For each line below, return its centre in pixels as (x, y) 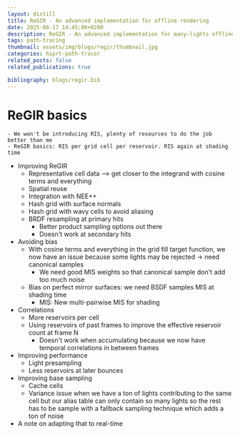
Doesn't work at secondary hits (85, 234)
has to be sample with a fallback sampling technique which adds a (126, 409)
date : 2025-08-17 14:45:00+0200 (55, 27)
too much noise (62, 280)
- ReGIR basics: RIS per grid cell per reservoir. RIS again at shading (118, 147)
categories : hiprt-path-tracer (54, 54)
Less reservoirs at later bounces (76, 371)
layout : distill (31, 14)
